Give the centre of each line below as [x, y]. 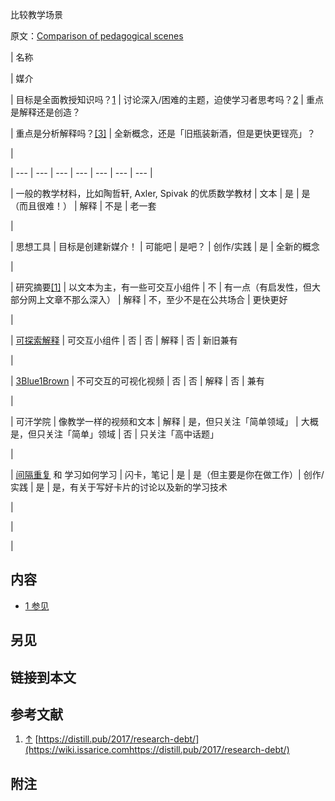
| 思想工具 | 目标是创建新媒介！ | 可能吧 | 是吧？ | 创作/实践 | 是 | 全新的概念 [165, 246]
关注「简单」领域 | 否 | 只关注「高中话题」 [132, 434]
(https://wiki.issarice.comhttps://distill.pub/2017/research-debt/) [157, 750]
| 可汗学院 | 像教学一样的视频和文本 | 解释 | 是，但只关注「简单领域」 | [154, 421]
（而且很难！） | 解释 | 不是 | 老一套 [83, 206]
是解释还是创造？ [45, 112]
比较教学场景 [36, 14]
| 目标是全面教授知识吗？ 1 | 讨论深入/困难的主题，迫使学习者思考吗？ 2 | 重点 [167, 99]
